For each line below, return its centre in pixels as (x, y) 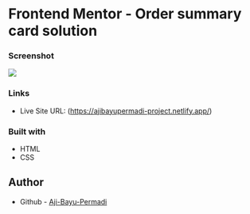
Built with (27, 131)
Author (26, 182)
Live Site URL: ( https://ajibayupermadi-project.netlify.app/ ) (116, 111)
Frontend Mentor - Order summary (125, 14)
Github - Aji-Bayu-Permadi (63, 201)
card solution (53, 31)
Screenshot (31, 56)
